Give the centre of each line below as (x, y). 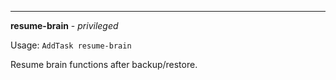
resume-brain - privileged (64, 25)
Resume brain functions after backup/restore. (104, 64)
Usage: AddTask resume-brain (71, 45)
